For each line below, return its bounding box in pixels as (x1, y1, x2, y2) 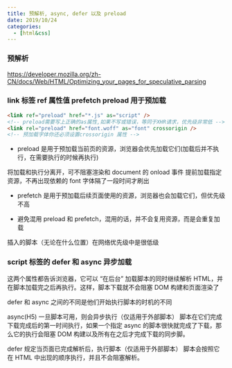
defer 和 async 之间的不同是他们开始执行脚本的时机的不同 (7, 297, 172, 306)
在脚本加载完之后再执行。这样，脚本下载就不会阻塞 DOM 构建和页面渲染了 (7, 283, 220, 291)
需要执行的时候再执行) (35, 153, 99, 161)
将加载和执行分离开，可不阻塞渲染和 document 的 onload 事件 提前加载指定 (7, 168, 222, 177)
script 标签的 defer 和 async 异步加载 (7, 257, 132, 267)
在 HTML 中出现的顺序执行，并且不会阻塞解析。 (7, 353, 143, 361)
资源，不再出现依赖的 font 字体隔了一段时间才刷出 (7, 177, 150, 185)
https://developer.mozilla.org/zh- (7, 70, 102, 78)
